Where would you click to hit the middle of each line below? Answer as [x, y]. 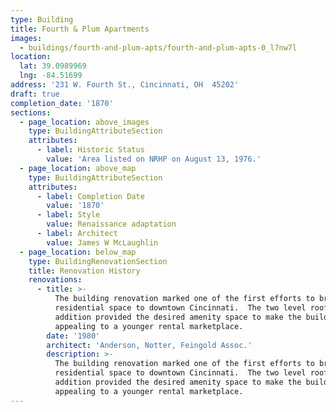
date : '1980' [73, 336]
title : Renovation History [84, 271]
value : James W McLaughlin [102, 242]
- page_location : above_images [84, 122]
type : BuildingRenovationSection [98, 261]
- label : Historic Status [90, 150]
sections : [31, 112]
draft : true [35, 94]
